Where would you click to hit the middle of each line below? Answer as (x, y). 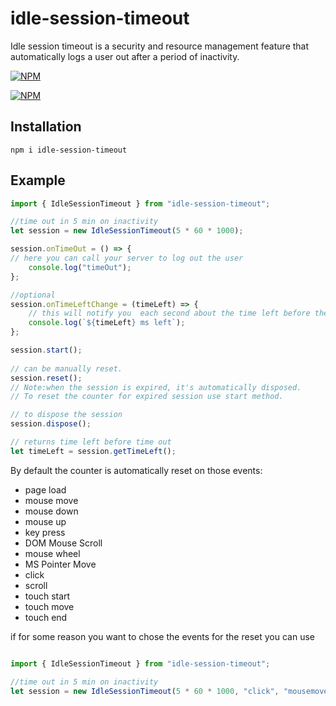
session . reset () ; (46, 378)
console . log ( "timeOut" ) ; (80, 267)
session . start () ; (46, 350)
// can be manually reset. (66, 368)
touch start (47, 596)
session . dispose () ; (51, 424)
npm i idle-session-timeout (69, 150)
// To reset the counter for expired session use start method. (147, 397)
